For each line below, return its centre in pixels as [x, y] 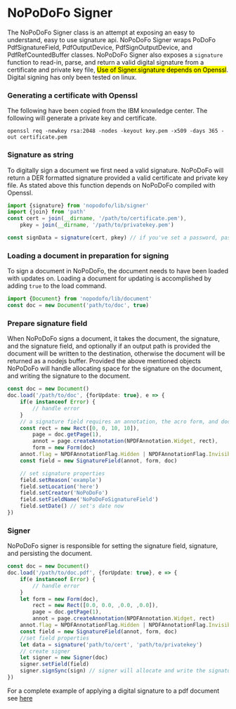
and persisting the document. [50, 554]
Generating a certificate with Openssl [73, 95]
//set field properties [55, 638]
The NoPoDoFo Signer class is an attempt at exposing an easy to [101, 32]
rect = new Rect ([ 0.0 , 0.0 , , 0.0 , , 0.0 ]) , [96, 606]
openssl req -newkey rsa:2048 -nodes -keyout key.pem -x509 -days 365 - [116, 131]
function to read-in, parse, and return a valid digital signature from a [106, 62]
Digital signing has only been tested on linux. [72, 77]
